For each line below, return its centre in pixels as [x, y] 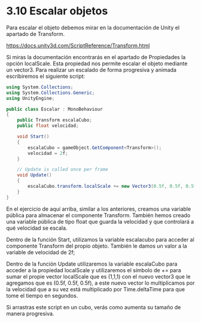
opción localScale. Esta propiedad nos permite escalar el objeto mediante [97, 63]
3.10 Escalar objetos [57, 11]
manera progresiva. [30, 313]
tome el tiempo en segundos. [42, 295]
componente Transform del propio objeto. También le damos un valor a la [97, 246]
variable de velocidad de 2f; [41, 252]
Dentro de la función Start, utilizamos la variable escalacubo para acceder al [100, 239]
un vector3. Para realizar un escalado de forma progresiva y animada [91, 69]
